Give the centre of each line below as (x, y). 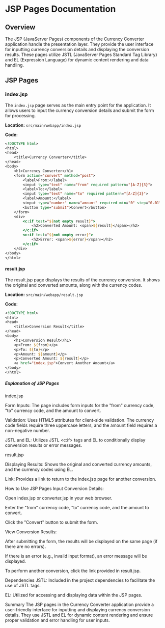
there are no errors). (26, 546)
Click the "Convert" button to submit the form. (52, 522)
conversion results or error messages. (44, 445)
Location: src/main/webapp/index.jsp (43, 125)
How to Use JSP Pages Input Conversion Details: (55, 488)
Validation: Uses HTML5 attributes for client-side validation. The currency (80, 420)
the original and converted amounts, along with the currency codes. (74, 285)
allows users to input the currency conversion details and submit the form (80, 110)
